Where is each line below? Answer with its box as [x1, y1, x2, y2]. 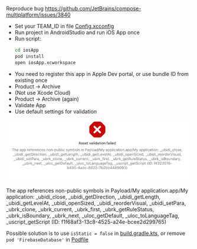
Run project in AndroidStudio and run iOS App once [14, 29, 140, 36]
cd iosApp [14, 47, 40, 53]
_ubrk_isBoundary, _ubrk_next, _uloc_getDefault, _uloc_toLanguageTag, [6, 212, 180, 220]
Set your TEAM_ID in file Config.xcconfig [14, 23, 114, 29]
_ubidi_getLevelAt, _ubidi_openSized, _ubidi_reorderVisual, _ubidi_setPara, [6, 200, 186, 207]
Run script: [14, 35, 41, 42]
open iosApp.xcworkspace [14, 59, 76, 65]
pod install [14, 53, 44, 59]
